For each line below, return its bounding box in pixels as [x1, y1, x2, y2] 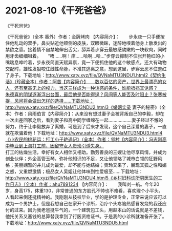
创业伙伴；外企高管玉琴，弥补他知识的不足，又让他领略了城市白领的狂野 [5, 155, 158, 162]
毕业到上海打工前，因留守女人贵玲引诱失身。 [9, 142, 104, 149]
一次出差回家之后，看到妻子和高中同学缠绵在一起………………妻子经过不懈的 [5, 117, 163, 123]
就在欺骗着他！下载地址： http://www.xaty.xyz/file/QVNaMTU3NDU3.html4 [5, 129, 163, 136]
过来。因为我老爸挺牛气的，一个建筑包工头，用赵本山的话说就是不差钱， [14, 206, 167, 213]
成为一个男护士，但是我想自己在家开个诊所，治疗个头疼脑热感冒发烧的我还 [5, 200, 162, 206]
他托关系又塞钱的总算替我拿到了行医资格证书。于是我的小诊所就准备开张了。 [5, 213, 167, 219]
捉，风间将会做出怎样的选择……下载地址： [5, 98, 94, 104]
